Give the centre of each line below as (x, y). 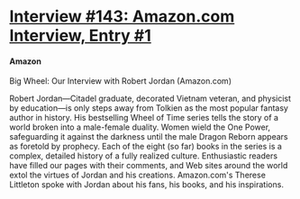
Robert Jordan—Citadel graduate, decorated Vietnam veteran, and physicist (150, 99)
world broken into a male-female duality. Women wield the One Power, (140, 127)
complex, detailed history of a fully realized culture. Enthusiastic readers (143, 156)
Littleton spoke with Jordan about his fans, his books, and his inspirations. (146, 185)
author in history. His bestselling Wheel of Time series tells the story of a (144, 118)
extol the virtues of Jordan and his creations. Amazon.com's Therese (137, 175)
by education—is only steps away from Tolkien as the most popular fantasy (149, 108)
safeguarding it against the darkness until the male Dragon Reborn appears (149, 137)
